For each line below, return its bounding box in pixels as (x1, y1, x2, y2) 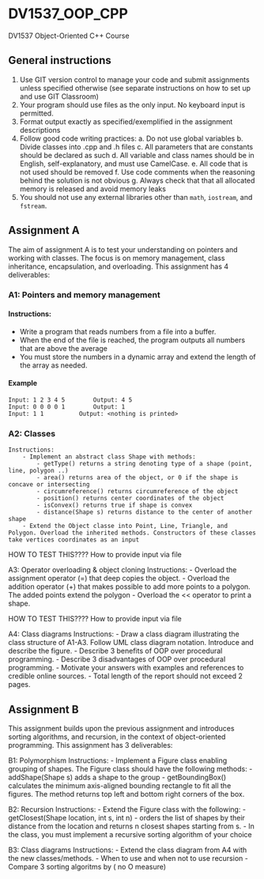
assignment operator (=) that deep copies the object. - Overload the (8, 574, 230, 583)
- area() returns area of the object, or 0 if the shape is (36, 473, 239, 482)
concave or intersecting (8, 481, 90, 489)
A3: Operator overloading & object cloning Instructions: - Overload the (8, 565, 237, 575)
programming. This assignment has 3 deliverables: (8, 741, 173, 749)
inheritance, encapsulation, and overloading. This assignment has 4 (8, 262, 229, 271)
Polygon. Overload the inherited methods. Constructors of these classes (8, 529, 257, 538)
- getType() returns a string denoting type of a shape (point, (36, 460, 253, 468)
